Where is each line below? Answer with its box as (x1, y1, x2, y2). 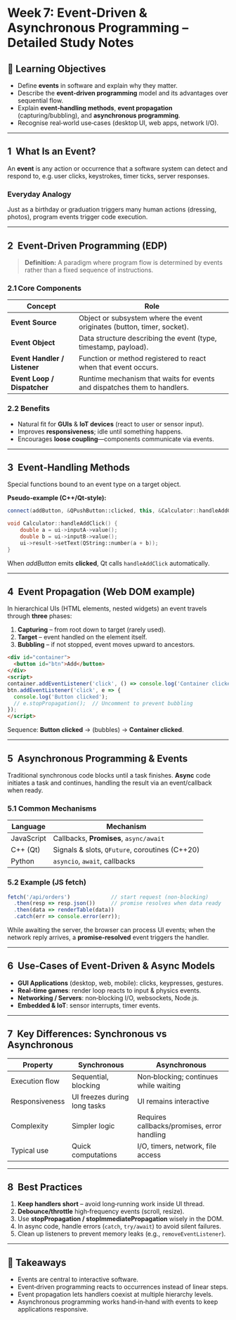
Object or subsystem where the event (78, 313, 203, 323)
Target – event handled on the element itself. (17, 633, 147, 641)
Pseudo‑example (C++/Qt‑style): (7, 494, 107, 502)
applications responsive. (17, 1305, 88, 1314)
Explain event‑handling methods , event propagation (17, 104, 173, 112)
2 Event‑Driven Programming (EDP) (7, 240, 168, 251)
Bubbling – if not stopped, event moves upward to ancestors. (17, 641, 195, 649)
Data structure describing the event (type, (78, 334, 217, 344)
